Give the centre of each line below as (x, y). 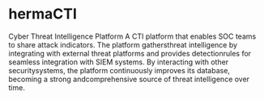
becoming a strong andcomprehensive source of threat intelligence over (129, 79)
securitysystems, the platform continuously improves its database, (119, 70)
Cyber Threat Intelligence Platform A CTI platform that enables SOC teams (132, 36)
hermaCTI (43, 14)
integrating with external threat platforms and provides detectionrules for (130, 53)
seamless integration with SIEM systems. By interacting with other (119, 62)
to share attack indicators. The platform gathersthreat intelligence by (123, 44)
